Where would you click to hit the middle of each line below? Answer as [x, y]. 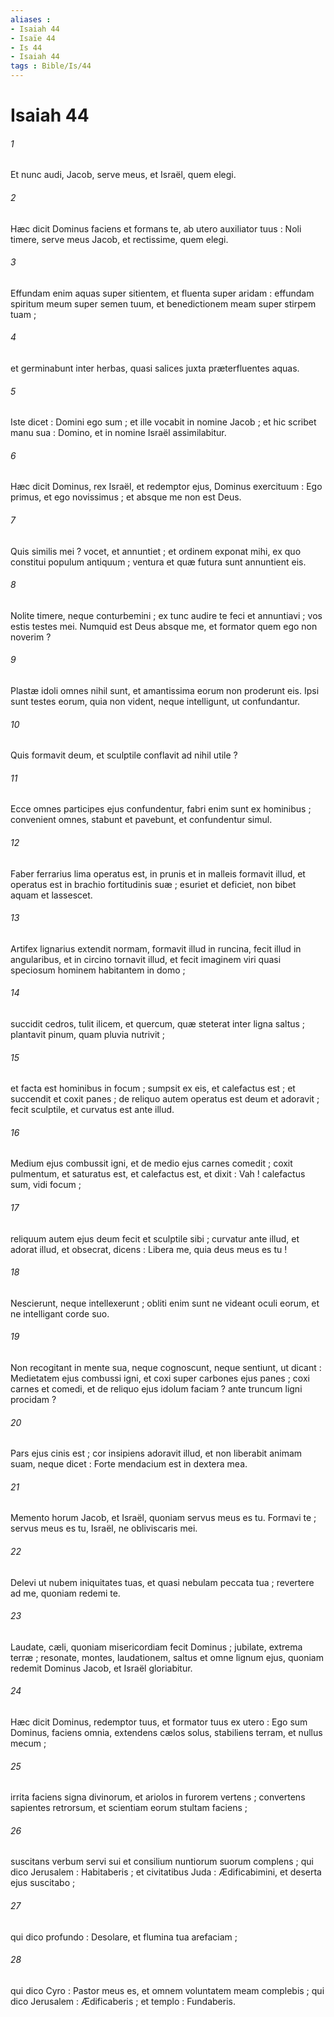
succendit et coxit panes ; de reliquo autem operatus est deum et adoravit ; [165, 1099]
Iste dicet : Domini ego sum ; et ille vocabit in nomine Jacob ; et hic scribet [163, 422]
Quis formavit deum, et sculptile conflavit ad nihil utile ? [124, 755]
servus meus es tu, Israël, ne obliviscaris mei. [104, 1528]
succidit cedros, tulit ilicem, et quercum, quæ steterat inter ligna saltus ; [158, 1024]
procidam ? [33, 1400]
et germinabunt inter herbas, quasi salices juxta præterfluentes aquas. [155, 368]
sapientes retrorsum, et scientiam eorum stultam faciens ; [129, 1808]
